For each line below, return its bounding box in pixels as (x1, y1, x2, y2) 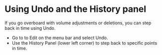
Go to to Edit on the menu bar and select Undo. (11, 35, 108, 41)
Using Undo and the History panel (4, 3, 147, 15)
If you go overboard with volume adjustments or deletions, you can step (4, 20, 152, 26)
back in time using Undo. (4, 25, 55, 31)
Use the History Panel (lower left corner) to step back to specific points (11, 40, 157, 46)
